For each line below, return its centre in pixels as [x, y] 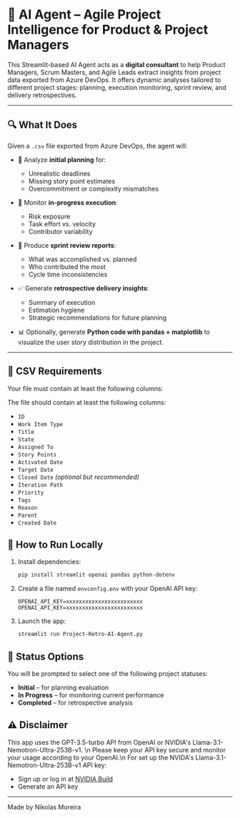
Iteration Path [40, 485]
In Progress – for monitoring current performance [91, 695]
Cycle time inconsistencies [68, 274]
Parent [27, 515]
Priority [31, 493]
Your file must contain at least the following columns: [85, 388]
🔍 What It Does [42, 125]
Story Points [37, 455]
